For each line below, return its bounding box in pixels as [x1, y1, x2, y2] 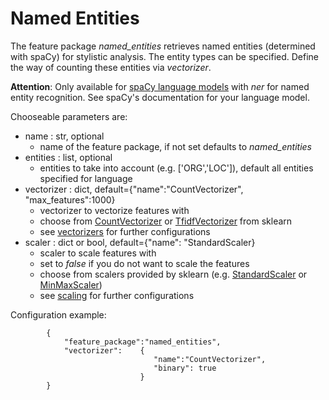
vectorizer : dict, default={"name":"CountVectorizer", [24, 183, 244, 195]
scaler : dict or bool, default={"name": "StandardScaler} [24, 236, 256, 248]
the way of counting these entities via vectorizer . [10, 61, 212, 73]
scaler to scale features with [39, 247, 157, 259]
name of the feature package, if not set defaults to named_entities [39, 140, 312, 152]
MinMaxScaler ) [39, 278, 103, 291]
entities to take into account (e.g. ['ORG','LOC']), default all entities [39, 162, 314, 174]
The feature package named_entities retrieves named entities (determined [10, 40, 316, 52]
